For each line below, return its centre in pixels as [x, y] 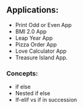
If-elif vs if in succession [46, 100]
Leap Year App [34, 38]
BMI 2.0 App [31, 31]
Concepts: [22, 73]
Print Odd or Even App [43, 25]
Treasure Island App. [41, 57]
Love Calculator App [41, 51]
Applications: [33, 10]
